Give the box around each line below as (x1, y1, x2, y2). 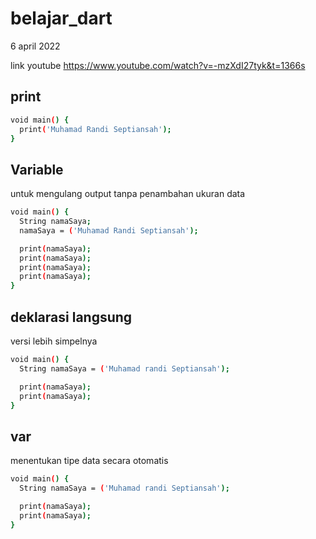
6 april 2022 (10, 40, 61, 52)
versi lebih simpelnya (10, 335, 98, 347)
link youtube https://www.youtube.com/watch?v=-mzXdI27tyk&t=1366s (10, 59, 306, 71)
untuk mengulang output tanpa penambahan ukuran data (10, 188, 246, 200)
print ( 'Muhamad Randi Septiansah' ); (19, 124, 172, 134)
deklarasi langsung (10, 308, 133, 326)
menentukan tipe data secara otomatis (10, 455, 169, 467)
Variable (10, 161, 64, 178)
